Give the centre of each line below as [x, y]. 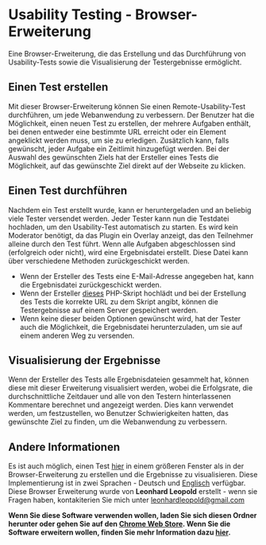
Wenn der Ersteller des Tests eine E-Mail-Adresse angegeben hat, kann [137, 276]
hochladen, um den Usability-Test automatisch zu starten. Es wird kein [123, 227]
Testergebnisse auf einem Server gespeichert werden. [109, 310]
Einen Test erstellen [58, 87]
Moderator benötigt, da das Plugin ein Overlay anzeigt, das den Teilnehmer [131, 235]
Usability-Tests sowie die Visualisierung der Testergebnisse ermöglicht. [125, 62]
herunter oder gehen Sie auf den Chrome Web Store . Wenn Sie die [120, 524]
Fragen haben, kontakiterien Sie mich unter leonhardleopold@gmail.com [126, 500]
